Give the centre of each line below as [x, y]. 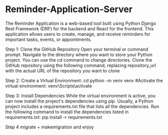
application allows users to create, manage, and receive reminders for [78, 34]
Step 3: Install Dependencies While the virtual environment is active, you [80, 96]
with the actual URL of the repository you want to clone [63, 71]
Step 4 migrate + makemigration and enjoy [50, 127]
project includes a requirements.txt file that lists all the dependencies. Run [82, 106]
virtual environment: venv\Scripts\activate [49, 86]
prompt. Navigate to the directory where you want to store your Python [79, 55]
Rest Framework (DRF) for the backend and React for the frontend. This [79, 28]
